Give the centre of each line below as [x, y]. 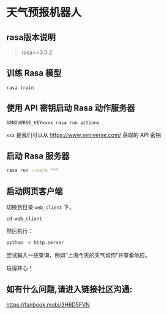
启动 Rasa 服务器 [38, 156]
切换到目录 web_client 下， [40, 207]
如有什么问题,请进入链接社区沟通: [69, 289]
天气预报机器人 [44, 13]
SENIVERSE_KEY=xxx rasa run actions [53, 123]
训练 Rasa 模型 [34, 73]
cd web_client [24, 219]
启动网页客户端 [35, 191]
